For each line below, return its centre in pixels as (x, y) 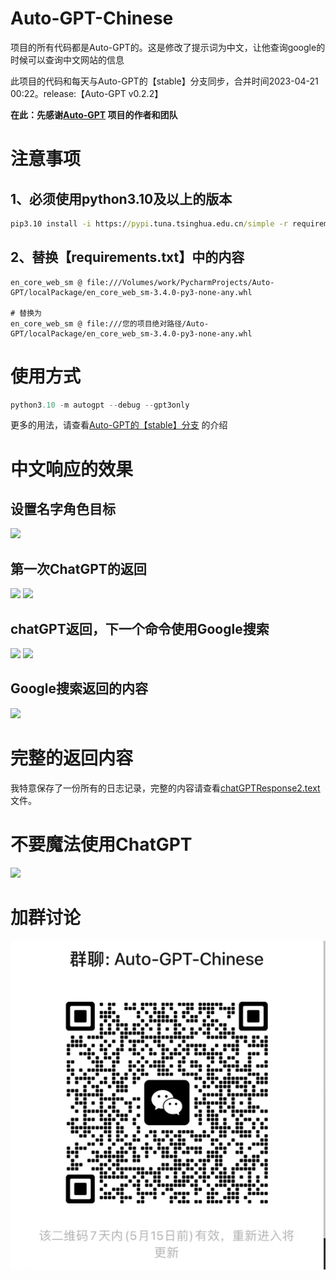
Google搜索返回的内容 (79, 688)
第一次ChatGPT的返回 (78, 568)
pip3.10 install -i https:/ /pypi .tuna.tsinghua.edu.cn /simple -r (149, 223)
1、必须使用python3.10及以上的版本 (121, 198)
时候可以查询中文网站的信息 (67, 59)
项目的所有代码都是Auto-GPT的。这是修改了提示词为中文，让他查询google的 (168, 47)
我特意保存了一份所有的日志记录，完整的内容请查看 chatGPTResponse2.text (165, 788)
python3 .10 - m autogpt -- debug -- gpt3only (100, 405)
